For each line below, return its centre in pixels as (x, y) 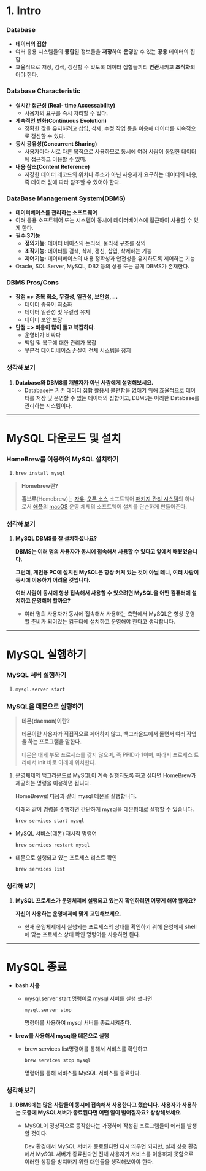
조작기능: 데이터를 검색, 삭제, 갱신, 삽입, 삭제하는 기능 (88, 251)
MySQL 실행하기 (47, 654)
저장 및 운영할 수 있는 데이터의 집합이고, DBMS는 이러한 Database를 (118, 398)
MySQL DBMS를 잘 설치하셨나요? (56, 539)
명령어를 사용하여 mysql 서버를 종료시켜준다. (78, 1022)
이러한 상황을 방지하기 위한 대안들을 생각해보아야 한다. (89, 1161)
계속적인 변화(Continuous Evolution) (61, 120)
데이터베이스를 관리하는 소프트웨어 (56, 213)
